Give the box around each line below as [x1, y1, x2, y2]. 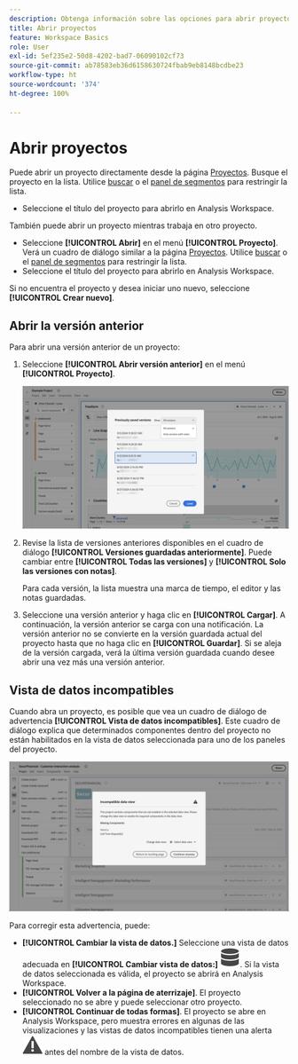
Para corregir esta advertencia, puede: [9, 919, 151, 931]
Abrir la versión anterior [9, 318, 145, 333]
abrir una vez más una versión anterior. [21, 657, 166, 667]
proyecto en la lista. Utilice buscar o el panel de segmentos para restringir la [9, 177, 288, 187]
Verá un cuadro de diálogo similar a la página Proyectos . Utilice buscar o [21, 247, 288, 257]
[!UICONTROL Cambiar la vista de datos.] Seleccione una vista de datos [21, 937, 289, 948]
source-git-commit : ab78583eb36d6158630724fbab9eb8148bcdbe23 [9, 61, 244, 70]
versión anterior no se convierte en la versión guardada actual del [21, 628, 263, 639]
